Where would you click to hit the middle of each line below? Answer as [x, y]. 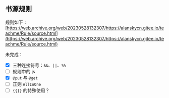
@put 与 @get [25, 78]
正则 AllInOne [27, 84]
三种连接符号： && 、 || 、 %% [39, 65]
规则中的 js [24, 71]
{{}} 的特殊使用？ [31, 90]
